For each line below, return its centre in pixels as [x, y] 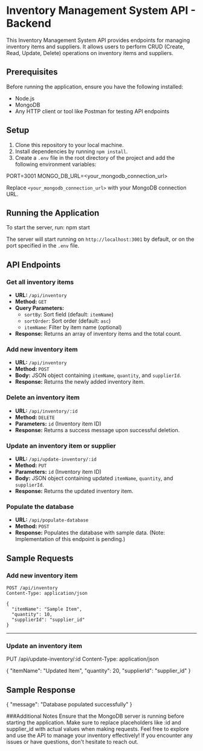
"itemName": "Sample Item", [47, 609]
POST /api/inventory [32, 588]
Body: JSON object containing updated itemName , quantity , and [94, 478]
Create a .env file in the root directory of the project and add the [95, 157]
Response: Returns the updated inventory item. [74, 491]
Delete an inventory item [43, 398]
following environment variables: [56, 164]
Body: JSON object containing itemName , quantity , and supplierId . [98, 375]
